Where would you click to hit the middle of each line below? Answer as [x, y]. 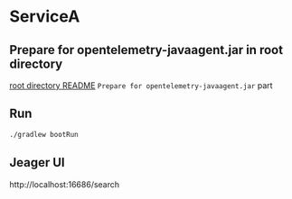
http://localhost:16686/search [65, 184]
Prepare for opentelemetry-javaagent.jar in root [146, 50]
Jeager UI [37, 163]
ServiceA [45, 17]
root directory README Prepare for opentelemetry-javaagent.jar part [141, 86]
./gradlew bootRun [44, 134]
